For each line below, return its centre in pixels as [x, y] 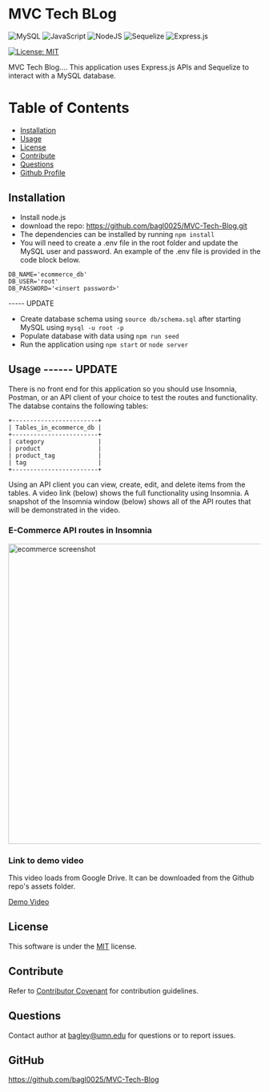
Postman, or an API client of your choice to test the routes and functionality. [133, 397]
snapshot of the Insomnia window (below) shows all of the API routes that [130, 501]
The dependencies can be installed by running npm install [117, 234]
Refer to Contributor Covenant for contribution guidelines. [103, 990]
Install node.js [43, 217]
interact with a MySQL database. [62, 75]
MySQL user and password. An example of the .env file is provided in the [140, 251]
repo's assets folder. [42, 886]
